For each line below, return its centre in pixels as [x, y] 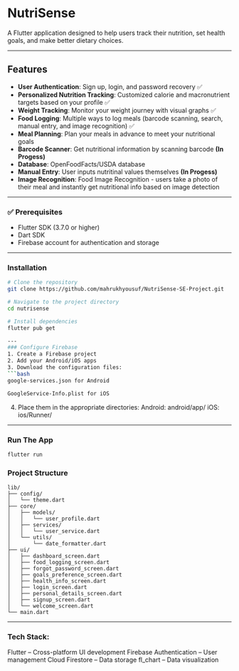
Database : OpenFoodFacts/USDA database [81, 164]
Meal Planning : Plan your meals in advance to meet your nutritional [116, 134]
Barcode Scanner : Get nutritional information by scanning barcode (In [121, 149]
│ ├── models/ [31, 513]
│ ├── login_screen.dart [47, 588]
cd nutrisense [28, 308]
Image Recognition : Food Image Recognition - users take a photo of [118, 179]
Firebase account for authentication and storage [89, 243]
